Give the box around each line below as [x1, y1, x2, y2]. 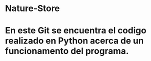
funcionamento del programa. [5, 46, 129, 57]
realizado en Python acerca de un [5, 35, 144, 46]
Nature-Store [5, 3, 60, 14]
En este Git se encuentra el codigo [5, 25, 147, 36]
